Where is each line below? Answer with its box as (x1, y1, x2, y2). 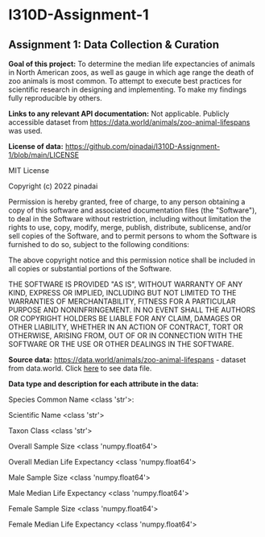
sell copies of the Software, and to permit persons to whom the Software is (8, 231, 258, 241)
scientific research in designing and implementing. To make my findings (8, 85, 247, 94)
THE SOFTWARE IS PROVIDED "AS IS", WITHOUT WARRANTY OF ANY (8, 279, 243, 289)
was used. (8, 126, 43, 135)
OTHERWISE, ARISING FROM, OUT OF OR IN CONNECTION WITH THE (8, 331, 243, 340)
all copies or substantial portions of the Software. (8, 264, 172, 273)
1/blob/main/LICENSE (8, 151, 79, 159)
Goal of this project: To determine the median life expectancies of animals (8, 59, 255, 68)
